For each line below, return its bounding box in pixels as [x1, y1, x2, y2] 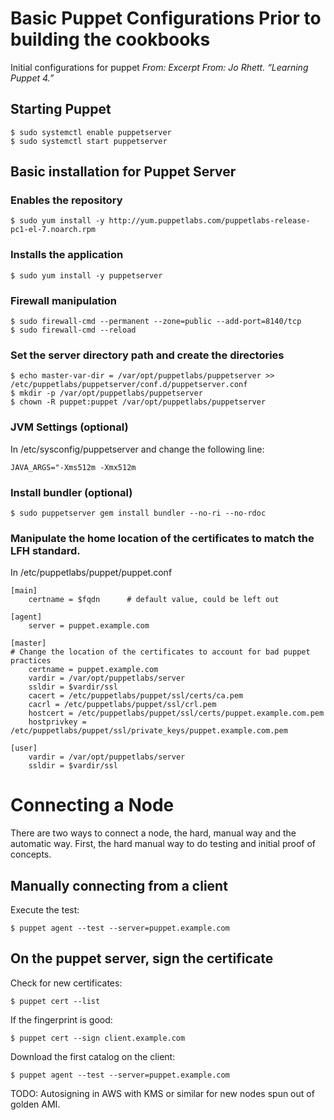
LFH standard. [10, 543, 81, 557]
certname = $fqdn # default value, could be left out [28, 595, 280, 605]
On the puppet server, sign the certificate [10, 950, 274, 967]
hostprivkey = [28, 717, 87, 727]
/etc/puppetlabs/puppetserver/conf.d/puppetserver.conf [10, 380, 248, 390]
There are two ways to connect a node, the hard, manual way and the [10, 827, 297, 839]
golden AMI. [10, 1098, 61, 1110]
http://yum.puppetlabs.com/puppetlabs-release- [108, 216, 311, 226]
